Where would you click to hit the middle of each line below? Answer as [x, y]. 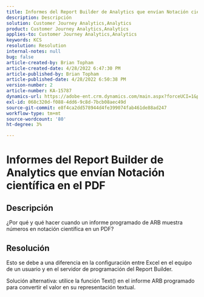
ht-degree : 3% [24, 125]
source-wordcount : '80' [36, 119]
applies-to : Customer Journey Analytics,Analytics [72, 35]
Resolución [28, 248]
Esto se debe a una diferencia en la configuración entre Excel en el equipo [99, 262]
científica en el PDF [56, 186]
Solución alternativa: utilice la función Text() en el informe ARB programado [100, 281]
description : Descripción [39, 18]
